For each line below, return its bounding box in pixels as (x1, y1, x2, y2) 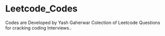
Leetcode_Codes (5, 3, 78, 14)
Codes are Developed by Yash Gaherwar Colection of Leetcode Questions (5, 19, 160, 25)
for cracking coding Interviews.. (5, 24, 72, 30)
